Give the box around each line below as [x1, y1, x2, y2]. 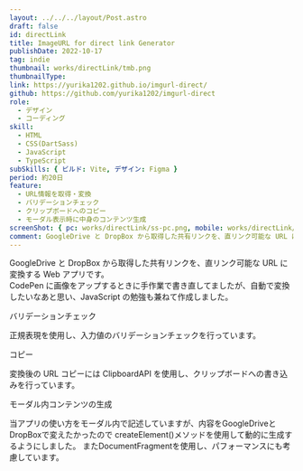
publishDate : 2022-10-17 [9, 47, 103, 56]
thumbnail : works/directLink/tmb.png [9, 64, 151, 73]
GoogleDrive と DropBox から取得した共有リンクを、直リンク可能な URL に [9, 258, 289, 268]
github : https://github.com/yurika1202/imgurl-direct [9, 89, 216, 98]
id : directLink [9, 30, 67, 39]
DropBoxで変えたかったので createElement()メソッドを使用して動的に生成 [9, 429, 285, 440]
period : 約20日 [9, 173, 64, 182]
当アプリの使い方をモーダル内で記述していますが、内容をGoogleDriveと [9, 418, 277, 429]
